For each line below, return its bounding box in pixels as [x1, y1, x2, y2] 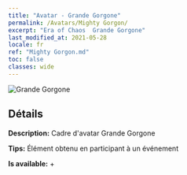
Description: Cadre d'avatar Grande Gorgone [8, 128, 156, 138]
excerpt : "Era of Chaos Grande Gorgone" [8, 26, 146, 34]
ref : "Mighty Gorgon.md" [8, 48, 90, 56]
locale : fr [8, 41, 44, 49]
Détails [8, 107, 43, 121]
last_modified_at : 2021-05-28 [8, 33, 108, 42]
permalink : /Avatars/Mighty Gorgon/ [8, 19, 128, 27]
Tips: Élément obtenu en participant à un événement [8, 143, 179, 153]
